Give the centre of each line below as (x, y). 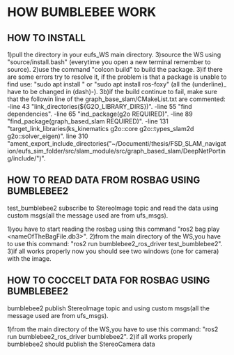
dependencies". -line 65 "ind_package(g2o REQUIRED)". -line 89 (100, 114)
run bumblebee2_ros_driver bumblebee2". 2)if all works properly (100, 336)
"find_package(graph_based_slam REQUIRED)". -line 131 (88, 121)
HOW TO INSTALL (46, 38)
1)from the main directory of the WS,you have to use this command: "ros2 (113, 329)
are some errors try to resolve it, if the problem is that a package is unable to (117, 77)
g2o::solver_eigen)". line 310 (48, 136)
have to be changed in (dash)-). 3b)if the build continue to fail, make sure (112, 92)
